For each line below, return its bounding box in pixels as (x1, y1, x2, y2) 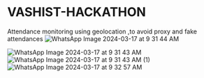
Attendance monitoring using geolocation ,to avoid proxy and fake (7, 27, 198, 36)
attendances (7, 34, 43, 42)
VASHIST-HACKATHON (7, 4, 147, 20)
